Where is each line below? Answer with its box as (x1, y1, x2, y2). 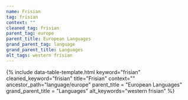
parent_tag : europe (6, 31, 54, 36)
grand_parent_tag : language (6, 42, 76, 48)
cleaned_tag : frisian (6, 25, 60, 31)
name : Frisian (6, 8, 41, 15)
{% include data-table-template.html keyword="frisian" (6, 68, 141, 75)
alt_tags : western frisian (6, 52, 73, 58)
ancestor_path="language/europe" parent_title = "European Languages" (6, 81, 183, 88)
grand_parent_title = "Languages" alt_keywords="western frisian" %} (6, 87, 176, 94)
